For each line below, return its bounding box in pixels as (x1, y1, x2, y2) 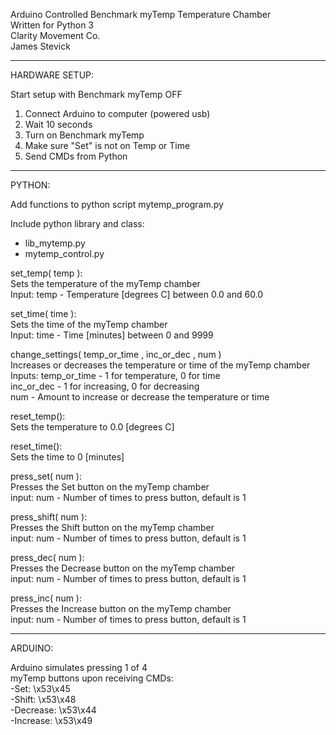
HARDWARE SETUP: (10, 69, 95, 81)
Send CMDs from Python (24, 150, 128, 162)
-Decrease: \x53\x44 (10, 704, 97, 716)
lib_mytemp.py (24, 237, 86, 249)
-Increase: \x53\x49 (10, 715, 93, 726)
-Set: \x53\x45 (10, 683, 71, 694)
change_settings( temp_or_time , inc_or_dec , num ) (10, 349, 222, 360)
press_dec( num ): (10, 552, 85, 563)
